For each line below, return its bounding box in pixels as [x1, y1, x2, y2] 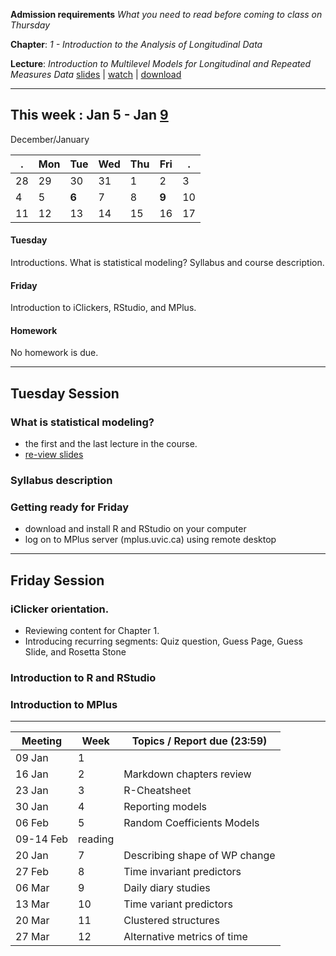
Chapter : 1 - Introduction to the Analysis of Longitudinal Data [10, 39, 263, 50]
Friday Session [10, 572, 105, 589]
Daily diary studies [123, 881, 211, 895]
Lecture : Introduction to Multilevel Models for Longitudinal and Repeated [10, 58, 312, 69]
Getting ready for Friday [10, 500, 130, 514]
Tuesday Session [10, 385, 120, 402]
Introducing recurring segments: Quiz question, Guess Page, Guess [24, 635, 303, 648]
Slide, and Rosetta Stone [24, 646, 127, 658]
